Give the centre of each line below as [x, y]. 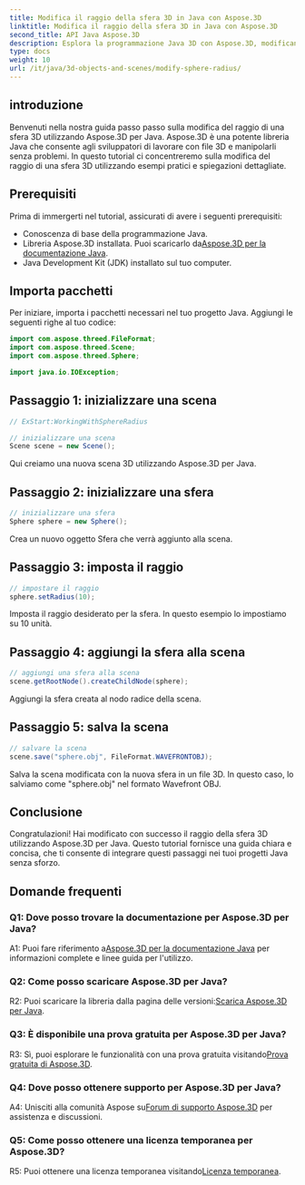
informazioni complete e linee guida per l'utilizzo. [101, 958]
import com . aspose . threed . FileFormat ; [83, 339]
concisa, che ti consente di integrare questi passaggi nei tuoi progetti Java [149, 853]
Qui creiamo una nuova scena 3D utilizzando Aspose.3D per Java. [133, 464]
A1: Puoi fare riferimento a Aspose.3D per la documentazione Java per [140, 948]
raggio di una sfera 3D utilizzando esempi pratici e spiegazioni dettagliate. [148, 165]
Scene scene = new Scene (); [63, 446]
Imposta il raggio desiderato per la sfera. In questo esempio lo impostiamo [148, 614]
